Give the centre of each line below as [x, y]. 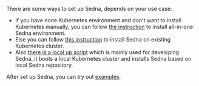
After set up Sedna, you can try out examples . [64, 77]
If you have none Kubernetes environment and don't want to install [98, 20]
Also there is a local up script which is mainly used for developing [97, 52]
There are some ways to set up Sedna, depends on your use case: [89, 9]
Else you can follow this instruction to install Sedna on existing [93, 39]
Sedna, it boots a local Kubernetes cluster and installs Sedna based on [103, 59]
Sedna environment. [40, 33]
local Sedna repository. [44, 65]
